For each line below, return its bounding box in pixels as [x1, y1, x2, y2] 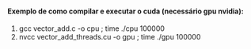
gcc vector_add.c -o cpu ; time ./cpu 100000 [18, 24, 165, 33]
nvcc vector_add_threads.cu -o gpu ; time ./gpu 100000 [18, 32, 201, 42]
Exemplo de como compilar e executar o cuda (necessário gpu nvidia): [7, 6, 244, 16]
